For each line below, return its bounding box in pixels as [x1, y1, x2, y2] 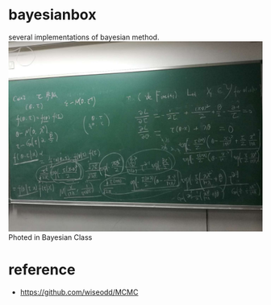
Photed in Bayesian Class [8, 232, 93, 242]
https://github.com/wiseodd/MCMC [19, 287, 139, 297]
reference [8, 261, 76, 279]
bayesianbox [8, 6, 97, 24]
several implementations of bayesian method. [8, 32, 160, 42]
